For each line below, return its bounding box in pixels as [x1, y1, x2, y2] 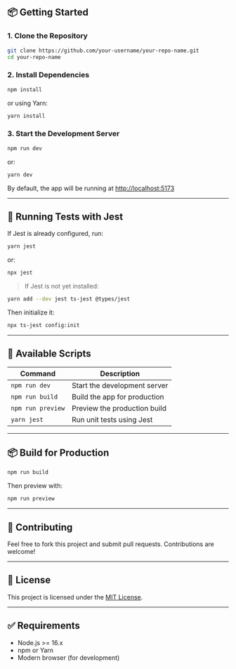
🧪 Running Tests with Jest [7, 211, 124, 223]
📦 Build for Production [7, 447, 110, 459]
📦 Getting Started [7, 6, 89, 18]
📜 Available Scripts [7, 347, 91, 360]
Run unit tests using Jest [71, 414, 153, 424]
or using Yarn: [7, 98, 48, 107]
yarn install [7, 112, 46, 119]
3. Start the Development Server [7, 129, 120, 139]
